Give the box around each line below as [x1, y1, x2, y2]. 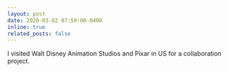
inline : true [7, 23, 46, 30]
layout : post [7, 10, 46, 18]
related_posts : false [7, 30, 71, 37]
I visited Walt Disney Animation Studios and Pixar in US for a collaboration [7, 49, 222, 58]
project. [7, 57, 30, 66]
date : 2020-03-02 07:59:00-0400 [7, 17, 102, 24]
